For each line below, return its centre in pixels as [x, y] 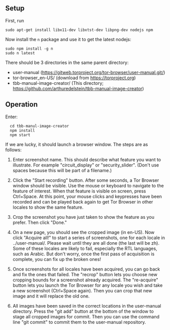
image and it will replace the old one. [51, 296]
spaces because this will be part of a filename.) [62, 170]
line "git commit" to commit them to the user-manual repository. [79, 322]
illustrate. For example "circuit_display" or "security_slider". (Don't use [86, 165]
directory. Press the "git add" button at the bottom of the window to [83, 311]
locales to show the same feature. [48, 207]
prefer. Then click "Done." [40, 222]
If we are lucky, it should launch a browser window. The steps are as [77, 144]
